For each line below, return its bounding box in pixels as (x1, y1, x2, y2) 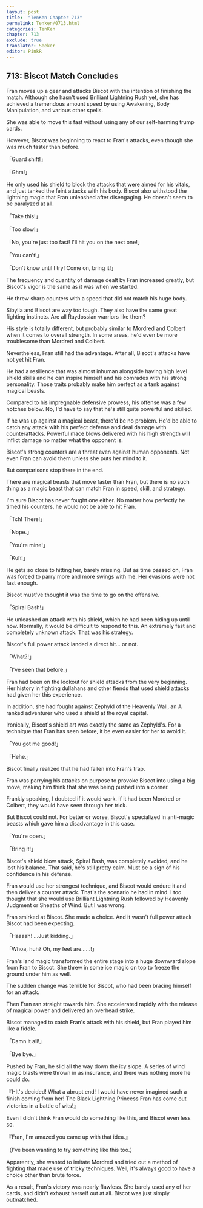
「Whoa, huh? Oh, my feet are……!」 (6, 945, 98, 952)
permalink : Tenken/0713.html (6, 20, 80, 26)
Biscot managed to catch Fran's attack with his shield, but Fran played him (6, 1018, 192, 1026)
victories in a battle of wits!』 (6, 1102, 79, 1110)
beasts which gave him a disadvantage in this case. (6, 820, 135, 827)
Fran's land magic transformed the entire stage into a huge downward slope (6, 957, 196, 964)
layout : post (6, 9, 39, 15)
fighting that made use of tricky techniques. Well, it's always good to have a (6, 1165, 196, 1172)
